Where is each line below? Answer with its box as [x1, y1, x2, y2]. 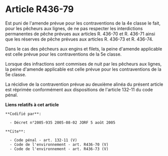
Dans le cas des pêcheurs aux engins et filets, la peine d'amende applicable [5, 46, 162, 52]
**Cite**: [5, 129, 26, 134]
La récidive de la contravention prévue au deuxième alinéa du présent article [5, 81, 163, 87]
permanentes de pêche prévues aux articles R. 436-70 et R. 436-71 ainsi [5, 31, 155, 37]
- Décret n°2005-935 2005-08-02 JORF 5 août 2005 [10, 120, 115, 125]
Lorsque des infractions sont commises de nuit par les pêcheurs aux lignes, [5, 61, 162, 67]
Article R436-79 [5, 4, 74, 15]
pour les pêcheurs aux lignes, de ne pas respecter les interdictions [5, 25, 143, 31]
